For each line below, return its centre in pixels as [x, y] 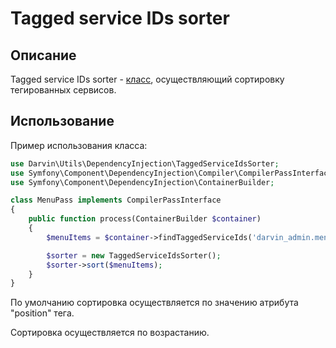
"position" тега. [42, 313]
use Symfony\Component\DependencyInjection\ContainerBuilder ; [142, 182]
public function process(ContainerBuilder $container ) [145, 219]
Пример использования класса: [79, 145]
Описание [43, 55]
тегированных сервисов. [63, 90]
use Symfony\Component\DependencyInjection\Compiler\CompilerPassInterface [171, 173]
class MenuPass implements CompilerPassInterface [116, 200]
